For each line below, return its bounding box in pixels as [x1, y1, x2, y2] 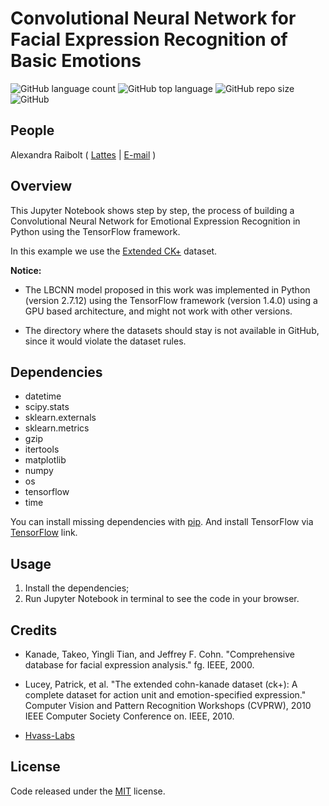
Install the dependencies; [24, 582, 130, 594]
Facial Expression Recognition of [10, 28, 288, 51]
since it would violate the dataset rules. [24, 335, 187, 347]
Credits [10, 622, 58, 639]
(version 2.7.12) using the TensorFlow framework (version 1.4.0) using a [24, 294, 318, 306]
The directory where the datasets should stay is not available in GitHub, [24, 324, 320, 336]
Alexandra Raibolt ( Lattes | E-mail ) [10, 148, 157, 161]
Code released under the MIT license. [10, 785, 166, 797]
